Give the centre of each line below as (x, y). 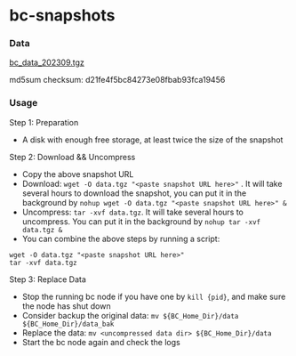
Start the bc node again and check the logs (101, 342)
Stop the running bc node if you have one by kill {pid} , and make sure (154, 296)
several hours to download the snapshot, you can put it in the (134, 193)
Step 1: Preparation (44, 122)
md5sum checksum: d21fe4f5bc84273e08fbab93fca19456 (117, 80)
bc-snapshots (62, 16)
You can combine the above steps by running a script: (121, 239)
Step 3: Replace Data (48, 279)
